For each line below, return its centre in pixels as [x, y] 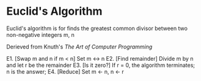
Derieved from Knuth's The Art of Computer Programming [79, 47]
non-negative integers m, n [41, 34]
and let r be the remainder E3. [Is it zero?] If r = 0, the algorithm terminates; [101, 65]
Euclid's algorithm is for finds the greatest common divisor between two [97, 28]
